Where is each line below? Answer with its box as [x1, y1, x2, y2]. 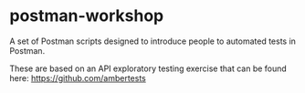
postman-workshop [9, 5, 164, 26]
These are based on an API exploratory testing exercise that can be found [9, 63, 288, 74]
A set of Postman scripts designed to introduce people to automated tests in [9, 36, 297, 46]
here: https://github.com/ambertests [9, 72, 146, 83]
